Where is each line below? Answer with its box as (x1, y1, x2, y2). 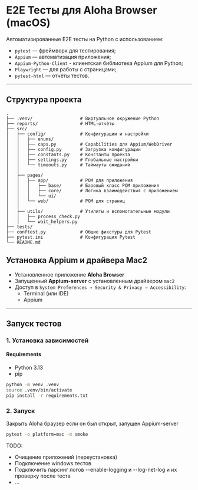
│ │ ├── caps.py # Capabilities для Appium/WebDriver (6, 141, 173, 147)
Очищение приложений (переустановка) (14, 453, 118, 461)
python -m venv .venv (6, 382, 60, 388)
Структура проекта (6, 95, 82, 105)
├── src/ (6, 126, 28, 131)
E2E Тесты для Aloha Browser (6, 4, 157, 17)
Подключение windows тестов (14, 459, 92, 466)
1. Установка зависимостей (6, 336, 89, 344)
